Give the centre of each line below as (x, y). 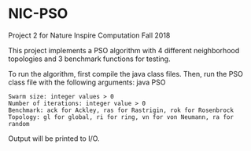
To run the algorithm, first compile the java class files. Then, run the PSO (126, 74)
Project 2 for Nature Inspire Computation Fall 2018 (89, 35)
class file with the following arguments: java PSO (87, 82)
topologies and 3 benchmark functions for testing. (89, 59)
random (19, 124)
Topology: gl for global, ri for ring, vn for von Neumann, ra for (121, 117)
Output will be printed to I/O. (54, 138)
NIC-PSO (38, 14)
